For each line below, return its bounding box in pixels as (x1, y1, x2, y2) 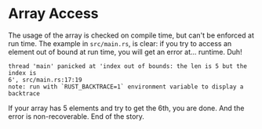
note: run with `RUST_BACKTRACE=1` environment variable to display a (8, 83, 244, 91)
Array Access (8, 5, 100, 23)
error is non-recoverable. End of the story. (8, 111, 145, 121)
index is (8, 69, 37, 77)
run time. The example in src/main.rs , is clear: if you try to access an (8, 38, 232, 48)
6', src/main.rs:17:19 (8, 76, 82, 84)
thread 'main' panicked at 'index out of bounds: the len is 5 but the (8, 62, 247, 70)
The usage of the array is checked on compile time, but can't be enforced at (8, 30, 255, 40)
